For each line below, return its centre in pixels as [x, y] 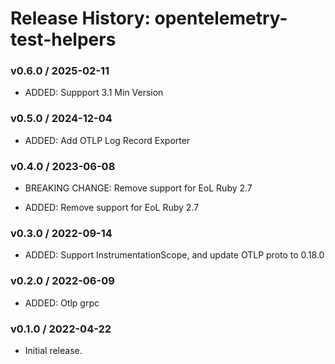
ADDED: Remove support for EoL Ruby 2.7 [112, 208]
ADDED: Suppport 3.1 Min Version [94, 93]
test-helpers [63, 39]
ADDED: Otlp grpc [62, 303]
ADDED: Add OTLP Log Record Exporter [107, 140]
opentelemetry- [221, 18]
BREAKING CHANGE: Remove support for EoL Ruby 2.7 [138, 188]
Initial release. [53, 350]
